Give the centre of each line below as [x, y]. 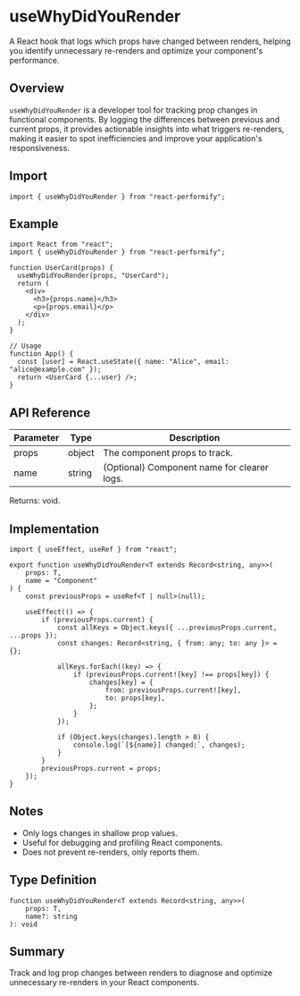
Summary [37, 952]
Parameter [37, 438]
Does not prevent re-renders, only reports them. [111, 852]
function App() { [42, 354]
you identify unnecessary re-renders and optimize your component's [136, 50]
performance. [34, 60]
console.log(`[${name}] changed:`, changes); [159, 745]
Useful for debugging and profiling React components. [122, 842]
